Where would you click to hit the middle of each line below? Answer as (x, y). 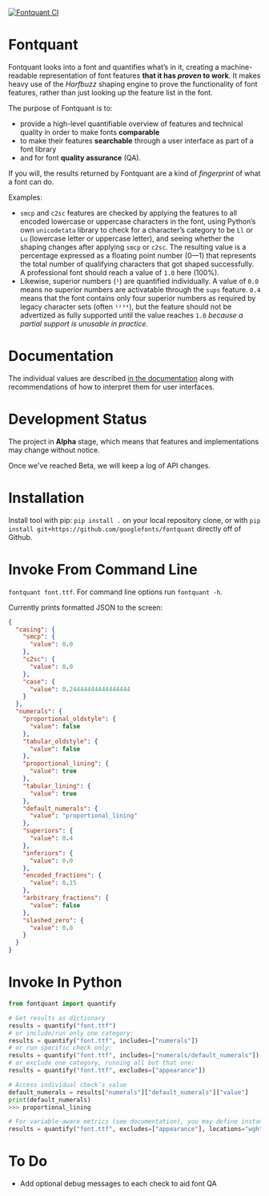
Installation (46, 498)
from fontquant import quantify (62, 1003)
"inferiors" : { (48, 853)
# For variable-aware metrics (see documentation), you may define (123, 1122)
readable (23, 75)
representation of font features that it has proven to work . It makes (150, 75)
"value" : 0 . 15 (53, 883)
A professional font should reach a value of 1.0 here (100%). (120, 272)
